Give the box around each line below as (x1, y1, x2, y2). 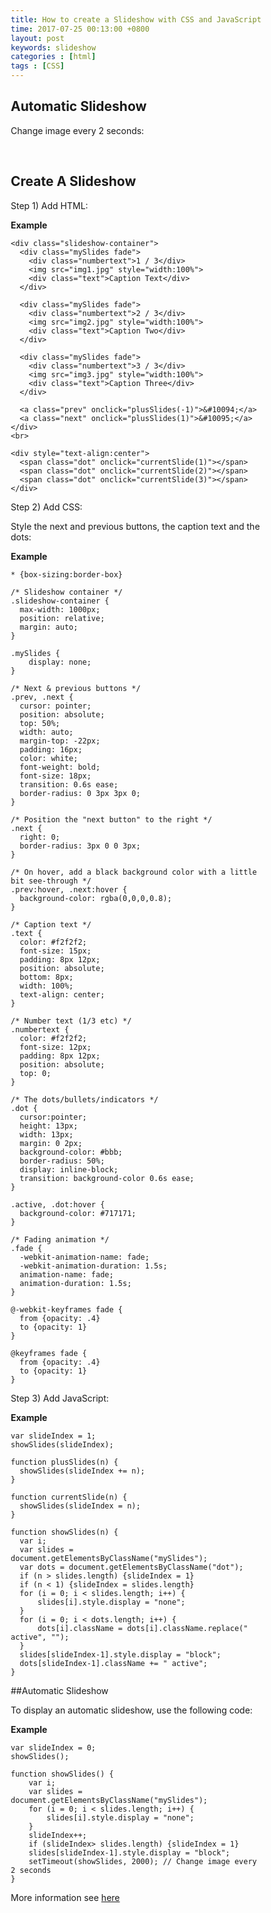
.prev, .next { (10, 692, 74, 702)
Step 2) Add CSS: (10, 501, 83, 513)
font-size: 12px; (19, 1042, 92, 1052)
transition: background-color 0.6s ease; (19, 1173, 195, 1183)
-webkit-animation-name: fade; (19, 1252, 150, 1262)
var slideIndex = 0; (10, 1742, 97, 1753)
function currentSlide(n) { (10, 1492, 128, 1502)
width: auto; (19, 727, 74, 737)
